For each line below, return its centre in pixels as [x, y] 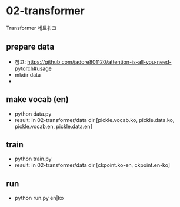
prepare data [30, 47]
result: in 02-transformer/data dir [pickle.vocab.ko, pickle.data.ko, [94, 120]
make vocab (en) [37, 99]
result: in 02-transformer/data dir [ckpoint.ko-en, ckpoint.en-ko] [92, 165]
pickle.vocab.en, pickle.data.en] [53, 126]
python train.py [33, 159]
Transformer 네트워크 [31, 28]
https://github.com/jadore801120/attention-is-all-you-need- [99, 62]
